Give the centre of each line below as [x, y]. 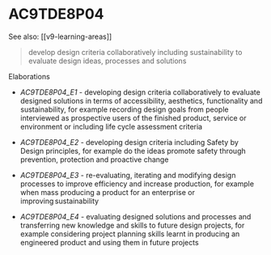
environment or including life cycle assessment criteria [111, 126]
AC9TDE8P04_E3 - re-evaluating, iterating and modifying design [128, 175]
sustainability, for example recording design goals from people [124, 109]
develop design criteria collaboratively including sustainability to [135, 52]
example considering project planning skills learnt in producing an [130, 234]
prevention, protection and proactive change [94, 159]
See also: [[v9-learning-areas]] [60, 36]
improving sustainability [59, 201]
